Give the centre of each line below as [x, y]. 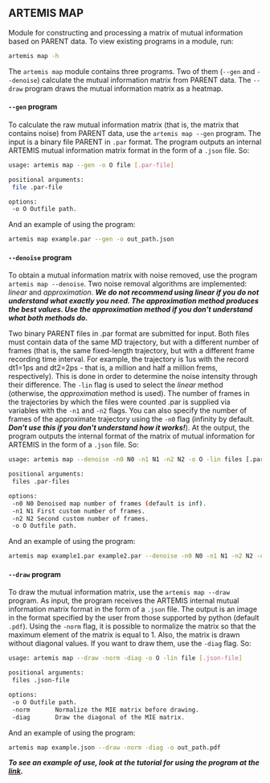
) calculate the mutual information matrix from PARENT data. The [144, 80]
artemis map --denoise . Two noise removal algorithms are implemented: [128, 284]
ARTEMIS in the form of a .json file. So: [74, 445]
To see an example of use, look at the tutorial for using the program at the [134, 763]
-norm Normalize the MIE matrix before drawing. [105, 710]
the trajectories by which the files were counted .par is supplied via [119, 402]
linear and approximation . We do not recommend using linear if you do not [134, 292]
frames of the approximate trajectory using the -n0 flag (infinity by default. [131, 419]
